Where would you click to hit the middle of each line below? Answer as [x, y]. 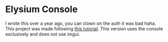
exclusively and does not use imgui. [43, 34]
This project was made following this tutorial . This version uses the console [84, 28]
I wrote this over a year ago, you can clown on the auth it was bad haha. [81, 23]
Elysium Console [41, 9]
